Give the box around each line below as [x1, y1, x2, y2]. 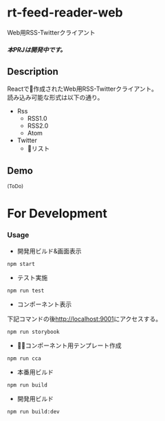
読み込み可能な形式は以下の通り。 [7, 93, 104, 102]
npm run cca [7, 355, 41, 362]
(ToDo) [7, 183, 24, 190]
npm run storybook [7, 328, 60, 335]
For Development [7, 206, 108, 221]
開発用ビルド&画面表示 [16, 247, 82, 255]
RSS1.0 [27, 115, 47, 123]
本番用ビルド [16, 367, 54, 376]
